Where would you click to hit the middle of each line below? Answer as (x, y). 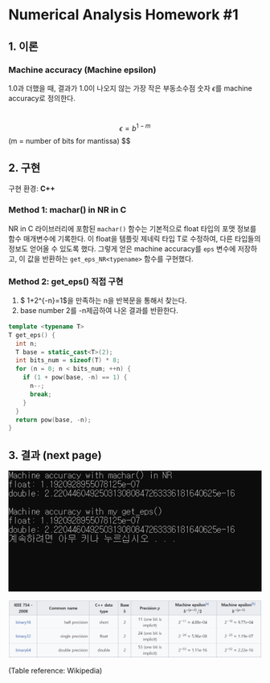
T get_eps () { (32, 335)
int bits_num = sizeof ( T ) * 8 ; (68, 360)
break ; (41, 394)
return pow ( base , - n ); (53, 420)
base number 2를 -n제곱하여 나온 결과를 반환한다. (99, 310)
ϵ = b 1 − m (135, 128)
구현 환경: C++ (32, 189)
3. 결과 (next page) (55, 455)
